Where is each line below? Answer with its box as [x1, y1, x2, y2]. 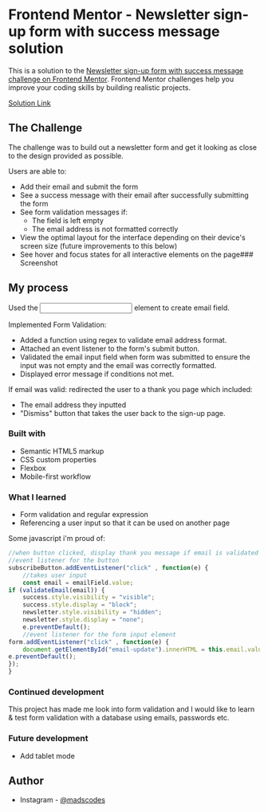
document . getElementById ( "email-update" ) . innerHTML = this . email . [22, 645, 248, 653]
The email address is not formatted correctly [31, 224, 179, 233]
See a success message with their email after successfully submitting [19, 190, 249, 200]
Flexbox [19, 463, 46, 473]
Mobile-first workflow [19, 472, 92, 481]
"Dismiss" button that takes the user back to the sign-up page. [19, 408, 226, 418]
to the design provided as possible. [8, 151, 124, 160]
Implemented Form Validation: [8, 320, 107, 329]
